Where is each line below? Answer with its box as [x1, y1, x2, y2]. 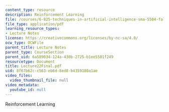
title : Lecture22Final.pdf [5, 64, 62, 69]
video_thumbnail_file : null [10, 78, 69, 83]
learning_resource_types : [5, 26, 59, 31]
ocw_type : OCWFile [5, 40, 44, 45]
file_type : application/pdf [5, 21, 64, 27]
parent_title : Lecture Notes [5, 45, 66, 50]
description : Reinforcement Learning [5, 12, 84, 17]
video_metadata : [5, 82, 39, 87]
